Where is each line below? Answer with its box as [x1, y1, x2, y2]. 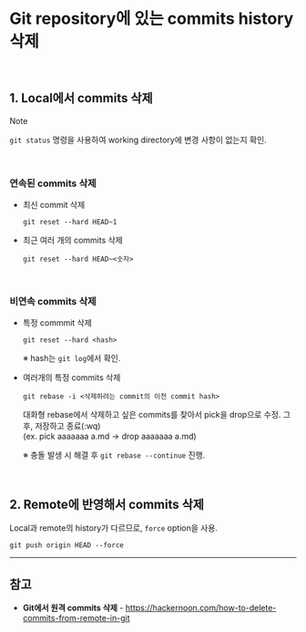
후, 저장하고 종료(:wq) [22, 420, 101, 431]
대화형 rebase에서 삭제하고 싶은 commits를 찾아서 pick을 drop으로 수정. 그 [22, 409, 291, 420]
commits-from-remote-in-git [22, 612, 130, 623]
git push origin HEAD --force [9, 541, 125, 550]
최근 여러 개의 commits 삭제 [22, 234, 123, 246]
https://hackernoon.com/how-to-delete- [125, 602, 277, 613]
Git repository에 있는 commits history [9, 8, 294, 29]
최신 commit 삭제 [22, 200, 86, 211]
